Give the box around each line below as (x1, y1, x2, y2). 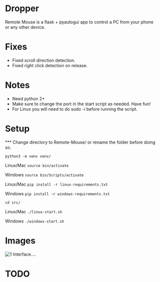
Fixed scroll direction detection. (12, 57, 75, 63)
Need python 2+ (12, 95, 45, 101)
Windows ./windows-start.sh (5, 218, 64, 224)
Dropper (5, 3, 39, 14)
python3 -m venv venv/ (5, 154, 51, 159)
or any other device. (5, 24, 45, 30)
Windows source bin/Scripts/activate (5, 171, 84, 178)
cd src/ (5, 200, 21, 205)
